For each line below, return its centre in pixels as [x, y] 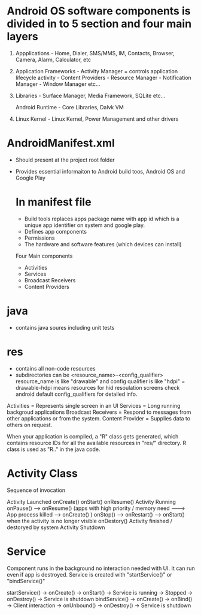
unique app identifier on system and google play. [85, 225]
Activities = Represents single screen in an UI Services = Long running [94, 405]
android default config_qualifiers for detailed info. [76, 394]
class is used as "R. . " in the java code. [54, 449]
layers [22, 37]
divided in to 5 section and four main [99, 24]
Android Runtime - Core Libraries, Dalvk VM [70, 107]
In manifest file [53, 202]
